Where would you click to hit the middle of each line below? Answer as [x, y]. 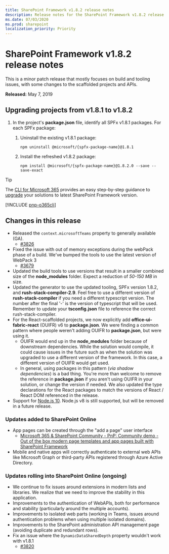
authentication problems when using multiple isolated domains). [79, 519]
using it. [21, 336]
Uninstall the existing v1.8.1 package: [58, 137]
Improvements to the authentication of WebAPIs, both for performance [86, 503]
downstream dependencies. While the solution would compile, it [87, 346]
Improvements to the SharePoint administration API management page [86, 525]
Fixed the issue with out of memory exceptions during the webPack [83, 249]
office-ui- [142, 319]
